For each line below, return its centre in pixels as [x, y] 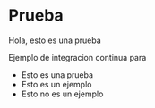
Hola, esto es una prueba [55, 40]
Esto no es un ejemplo [62, 94]
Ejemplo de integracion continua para [77, 57]
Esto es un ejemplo [56, 84]
